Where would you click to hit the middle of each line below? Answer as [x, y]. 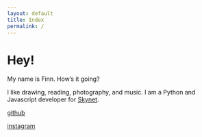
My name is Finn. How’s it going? [54, 79]
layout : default [30, 13]
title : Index [26, 20]
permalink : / [26, 26]
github [16, 113]
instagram [21, 126]
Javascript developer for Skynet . [53, 99]
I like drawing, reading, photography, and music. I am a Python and [101, 92]
